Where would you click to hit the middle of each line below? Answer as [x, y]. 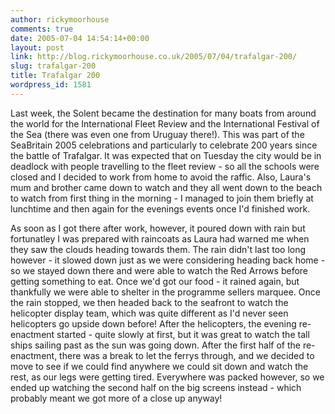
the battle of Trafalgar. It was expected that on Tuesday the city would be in [166, 155]
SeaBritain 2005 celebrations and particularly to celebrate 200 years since [164, 145]
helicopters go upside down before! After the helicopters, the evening [153, 323]
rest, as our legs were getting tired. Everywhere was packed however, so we [167, 377]
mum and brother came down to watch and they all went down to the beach [166, 187]
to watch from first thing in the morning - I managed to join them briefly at [162, 198]
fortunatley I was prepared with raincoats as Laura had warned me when [160, 238]
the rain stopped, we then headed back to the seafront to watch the [149, 302]
